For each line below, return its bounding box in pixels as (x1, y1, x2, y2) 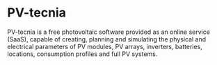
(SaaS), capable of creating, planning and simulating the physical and (7, 35, 207, 43)
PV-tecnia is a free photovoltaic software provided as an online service (7, 28, 211, 36)
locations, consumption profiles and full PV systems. (7, 50, 158, 58)
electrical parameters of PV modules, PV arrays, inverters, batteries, (7, 42, 203, 50)
